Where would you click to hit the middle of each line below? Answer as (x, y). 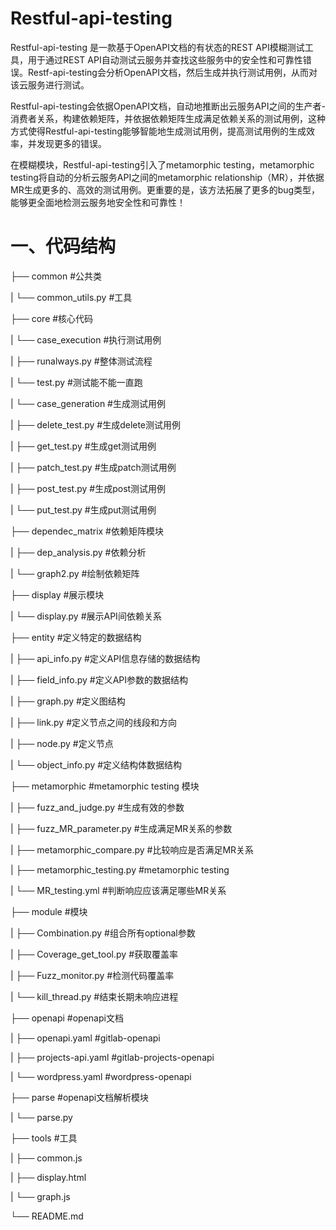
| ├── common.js (46, 1158)
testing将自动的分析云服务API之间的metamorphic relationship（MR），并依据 (167, 177)
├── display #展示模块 (57, 594)
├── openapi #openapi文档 (67, 1018)
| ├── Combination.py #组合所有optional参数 (103, 933)
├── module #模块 (49, 911)
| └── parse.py (41, 1117)
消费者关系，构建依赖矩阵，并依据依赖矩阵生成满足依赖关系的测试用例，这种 (168, 118)
